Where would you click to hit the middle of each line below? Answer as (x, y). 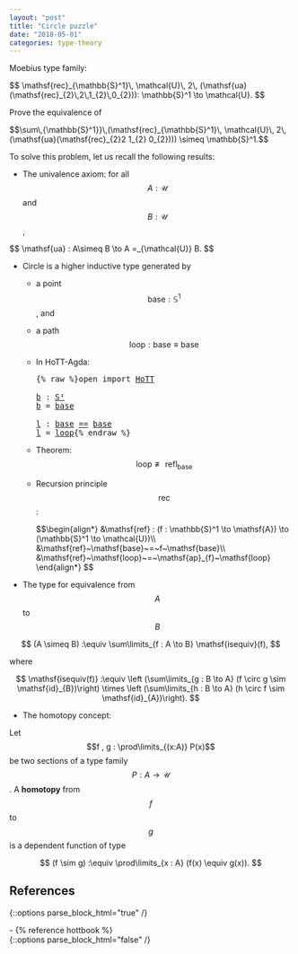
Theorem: (53, 450)
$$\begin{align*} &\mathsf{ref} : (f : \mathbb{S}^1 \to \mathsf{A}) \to (162, 529)
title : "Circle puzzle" (54, 26)
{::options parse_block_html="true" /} (79, 913)
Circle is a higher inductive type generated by (106, 267)
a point (48, 284)
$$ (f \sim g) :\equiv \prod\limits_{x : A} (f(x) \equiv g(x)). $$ (151, 862)
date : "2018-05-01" (46, 34)
